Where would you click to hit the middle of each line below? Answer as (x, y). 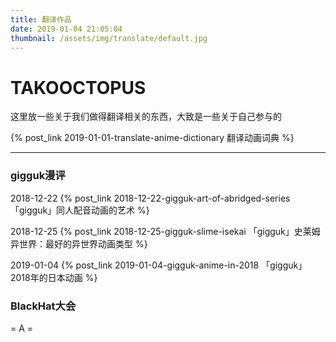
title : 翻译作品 (41, 19)
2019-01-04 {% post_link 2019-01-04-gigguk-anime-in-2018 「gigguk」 (159, 265)
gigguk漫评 (38, 176)
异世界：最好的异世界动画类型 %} (79, 243)
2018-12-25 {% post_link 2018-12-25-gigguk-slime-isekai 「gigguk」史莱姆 (165, 231)
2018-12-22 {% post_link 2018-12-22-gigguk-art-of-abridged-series (150, 198)
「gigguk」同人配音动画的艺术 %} (80, 210)
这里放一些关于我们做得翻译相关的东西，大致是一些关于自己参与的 (146, 117)
